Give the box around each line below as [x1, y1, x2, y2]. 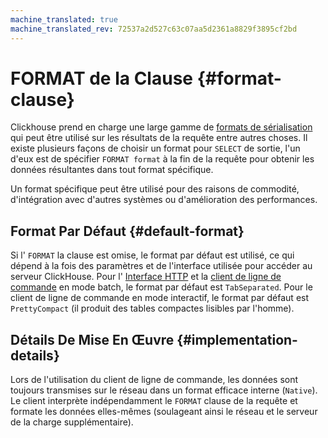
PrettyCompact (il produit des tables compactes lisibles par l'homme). [10, 302, 295, 315]
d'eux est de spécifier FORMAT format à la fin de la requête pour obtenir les [10, 153, 315, 165]
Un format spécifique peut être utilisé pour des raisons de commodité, [10, 183, 300, 195]
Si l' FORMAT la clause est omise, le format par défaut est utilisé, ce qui [10, 249, 295, 261]
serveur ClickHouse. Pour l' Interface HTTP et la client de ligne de [10, 271, 282, 283]
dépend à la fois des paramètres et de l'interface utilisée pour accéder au [10, 260, 313, 272]
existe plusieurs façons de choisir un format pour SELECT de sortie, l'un [10, 142, 301, 155]
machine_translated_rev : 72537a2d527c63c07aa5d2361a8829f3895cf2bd [10, 24, 298, 34]
